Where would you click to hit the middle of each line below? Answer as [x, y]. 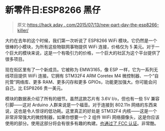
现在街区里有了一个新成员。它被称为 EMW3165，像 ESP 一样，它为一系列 [80, 69]
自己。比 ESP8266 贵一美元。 [35, 88]
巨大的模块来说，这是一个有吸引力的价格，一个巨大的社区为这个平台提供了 [85, 53]
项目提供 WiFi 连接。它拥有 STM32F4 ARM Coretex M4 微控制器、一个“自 [84, 76]
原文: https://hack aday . [41, 25]
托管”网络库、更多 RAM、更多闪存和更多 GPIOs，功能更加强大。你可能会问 [81, 82]
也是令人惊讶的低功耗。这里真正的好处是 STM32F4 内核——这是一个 [87, 111]
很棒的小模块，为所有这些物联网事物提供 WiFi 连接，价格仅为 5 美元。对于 [80, 46]
